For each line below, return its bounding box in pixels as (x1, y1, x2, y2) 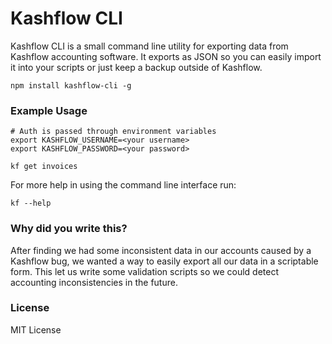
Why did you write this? (10, 222, 128, 236)
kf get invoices (10, 162, 78, 172)
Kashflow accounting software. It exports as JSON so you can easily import (10, 50, 322, 62)
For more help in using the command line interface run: (10, 179, 237, 191)
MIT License (10, 323, 62, 336)
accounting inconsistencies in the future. (10, 276, 178, 288)
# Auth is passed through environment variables (10, 127, 217, 137)
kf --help (10, 198, 52, 209)
